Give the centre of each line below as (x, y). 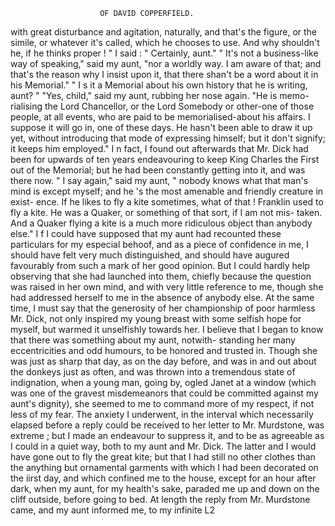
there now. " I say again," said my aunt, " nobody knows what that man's (159, 180)
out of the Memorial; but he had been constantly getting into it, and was (158, 170)
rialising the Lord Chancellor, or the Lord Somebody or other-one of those (162, 106)
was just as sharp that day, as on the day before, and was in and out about (163, 361)
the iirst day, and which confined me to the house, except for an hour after (163, 478)
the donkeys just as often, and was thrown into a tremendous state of (153, 372)
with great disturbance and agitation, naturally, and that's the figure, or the (164, 32)
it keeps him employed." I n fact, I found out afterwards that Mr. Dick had (159, 148)
